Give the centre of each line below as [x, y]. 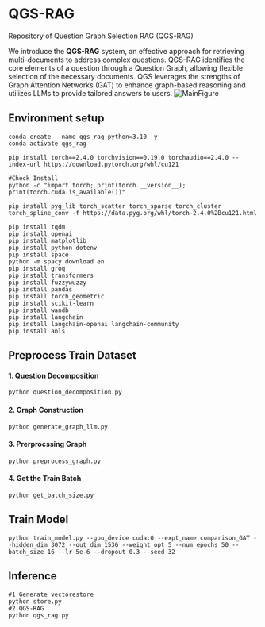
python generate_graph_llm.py [58, 427]
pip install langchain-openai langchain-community [94, 324]
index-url [25, 164]
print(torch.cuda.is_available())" [67, 192]
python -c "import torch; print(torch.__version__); [97, 185]
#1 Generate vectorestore [51, 594]
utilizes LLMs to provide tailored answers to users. [90, 93]
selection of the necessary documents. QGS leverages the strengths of [124, 76]
